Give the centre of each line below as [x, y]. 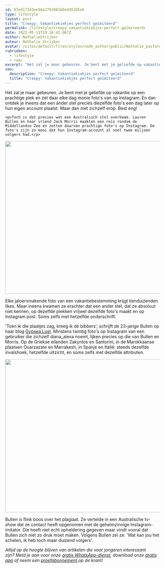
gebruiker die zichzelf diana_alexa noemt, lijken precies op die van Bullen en [82, 336]
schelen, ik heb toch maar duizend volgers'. [49, 540]
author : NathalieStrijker [31, 37]
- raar [16, 60]
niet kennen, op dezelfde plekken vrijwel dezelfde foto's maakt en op [75, 311]
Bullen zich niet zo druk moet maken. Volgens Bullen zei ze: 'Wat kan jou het [82, 535]
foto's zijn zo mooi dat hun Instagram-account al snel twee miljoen [78, 130]
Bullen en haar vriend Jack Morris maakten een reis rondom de [71, 121]
